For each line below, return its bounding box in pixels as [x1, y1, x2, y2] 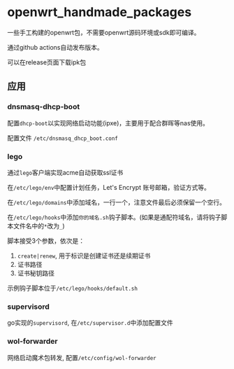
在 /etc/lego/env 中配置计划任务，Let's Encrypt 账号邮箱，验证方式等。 [7, 183, 211, 191]
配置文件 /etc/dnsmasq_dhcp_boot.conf [7, 134, 119, 142]
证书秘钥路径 [17, 269, 54, 277]
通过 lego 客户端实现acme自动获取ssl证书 [7, 168, 124, 176]
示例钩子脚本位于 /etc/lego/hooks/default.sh [7, 284, 138, 292]
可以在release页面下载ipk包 [7, 57, 86, 67]
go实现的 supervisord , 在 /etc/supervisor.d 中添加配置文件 [7, 319, 173, 327]
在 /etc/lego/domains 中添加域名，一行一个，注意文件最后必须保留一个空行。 [7, 197, 226, 207]
